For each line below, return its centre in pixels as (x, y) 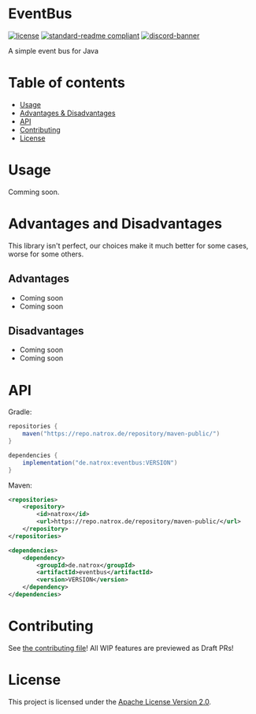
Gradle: (20, 412)
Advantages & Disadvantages (67, 113)
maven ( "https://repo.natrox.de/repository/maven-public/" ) (121, 434)
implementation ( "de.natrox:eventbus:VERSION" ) (100, 462)
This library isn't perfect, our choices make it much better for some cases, (128, 245)
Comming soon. (34, 192)
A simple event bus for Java (53, 50)
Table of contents (67, 83)
